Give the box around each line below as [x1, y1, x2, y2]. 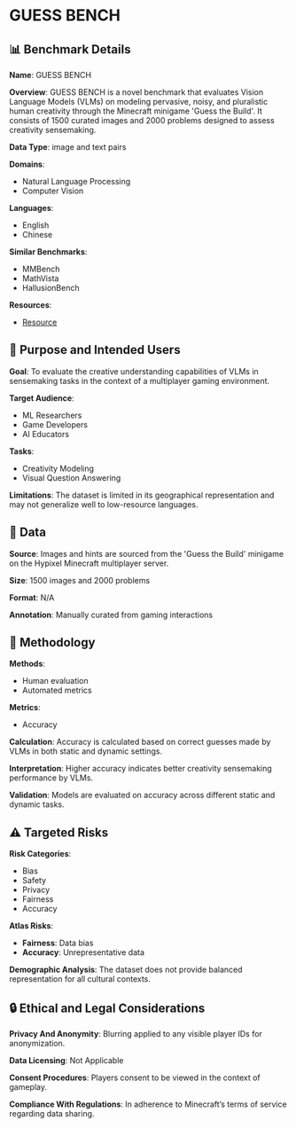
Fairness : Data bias [21, 937, 94, 949]
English [21, 220, 50, 231]
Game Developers [21, 419, 89, 430]
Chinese [21, 230, 53, 239]
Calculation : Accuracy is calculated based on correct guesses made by [9, 737, 271, 748]
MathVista [21, 273, 59, 284]
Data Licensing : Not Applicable [9, 1055, 124, 1066]
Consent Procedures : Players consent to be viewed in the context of [9, 1072, 261, 1083]
